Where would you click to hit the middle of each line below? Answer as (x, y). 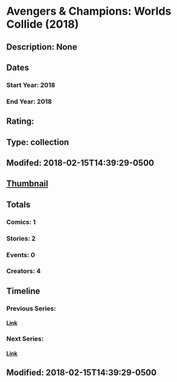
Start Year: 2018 (31, 85)
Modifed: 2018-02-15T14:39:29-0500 (80, 163)
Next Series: (25, 339)
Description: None (42, 47)
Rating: (20, 122)
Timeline (23, 291)
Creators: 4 (23, 271)
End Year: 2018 (29, 101)
